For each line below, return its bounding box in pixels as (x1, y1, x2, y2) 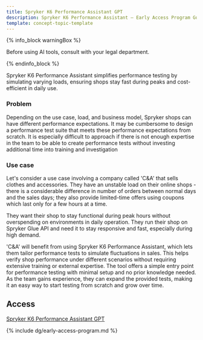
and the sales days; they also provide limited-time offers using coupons (6, 194, 184, 201)
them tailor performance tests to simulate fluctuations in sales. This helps (6, 249, 189, 257)
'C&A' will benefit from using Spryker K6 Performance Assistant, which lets (6, 243, 193, 250)
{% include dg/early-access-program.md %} (6, 327, 118, 334)
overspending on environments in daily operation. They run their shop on (6, 218, 188, 226)
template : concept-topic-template (6, 20, 94, 26)
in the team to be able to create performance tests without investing (6, 139, 175, 146)
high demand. (6, 231, 41, 238)
